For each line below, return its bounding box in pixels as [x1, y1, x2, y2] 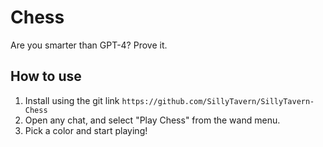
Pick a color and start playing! [24, 124, 148, 136]
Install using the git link [24, 94, 120, 106]
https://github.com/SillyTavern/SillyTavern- [121, 96, 315, 106]
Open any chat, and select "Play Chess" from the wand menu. [24, 114, 281, 126]
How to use [10, 68, 82, 85]
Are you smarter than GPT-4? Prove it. [10, 39, 168, 51]
